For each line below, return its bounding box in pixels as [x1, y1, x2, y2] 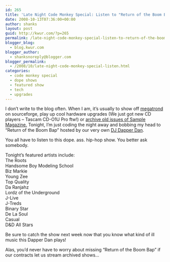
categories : [5, 69, 30, 74]
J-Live [5, 195, 19, 201]
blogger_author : [5, 49, 39, 55]
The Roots [5, 158, 27, 164]
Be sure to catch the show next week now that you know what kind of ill [5, 232, 155, 238]
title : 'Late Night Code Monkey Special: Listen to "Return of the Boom [5, 12, 162, 17]
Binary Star [5, 205, 29, 212]
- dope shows [10, 78, 37, 83]
